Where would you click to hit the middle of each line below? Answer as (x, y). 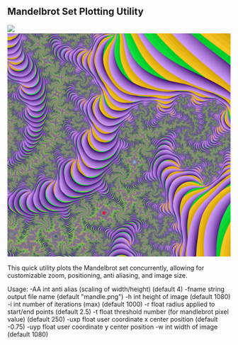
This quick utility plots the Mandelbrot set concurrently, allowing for (106, 268)
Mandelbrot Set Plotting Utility (75, 12)
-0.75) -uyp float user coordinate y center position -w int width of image (113, 327)
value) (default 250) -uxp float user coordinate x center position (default (113, 319)
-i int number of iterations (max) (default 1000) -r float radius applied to (111, 304)
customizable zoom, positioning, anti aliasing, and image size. (97, 275)
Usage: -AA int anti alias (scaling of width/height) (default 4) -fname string (116, 289)
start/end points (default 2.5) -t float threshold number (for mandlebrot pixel (118, 312)
